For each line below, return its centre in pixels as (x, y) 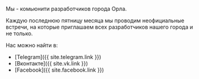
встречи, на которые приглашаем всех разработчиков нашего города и (99, 27)
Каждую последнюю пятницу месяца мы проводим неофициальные (95, 20)
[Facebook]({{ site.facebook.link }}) (59, 70)
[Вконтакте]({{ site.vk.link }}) (51, 64)
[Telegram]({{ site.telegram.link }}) (58, 57)
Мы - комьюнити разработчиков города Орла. (66, 9)
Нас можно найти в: (32, 45)
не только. (19, 33)
